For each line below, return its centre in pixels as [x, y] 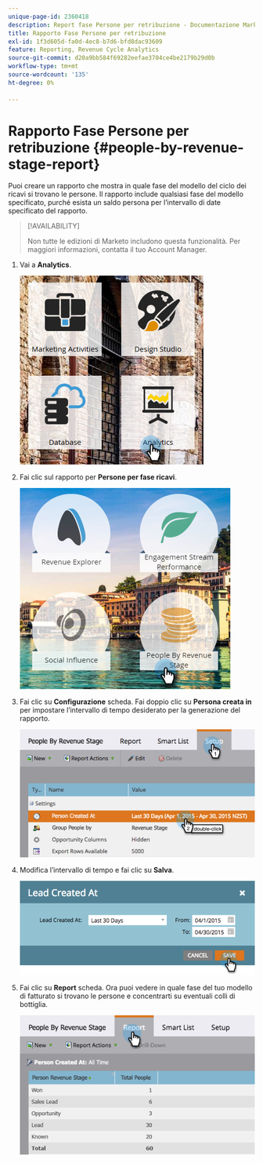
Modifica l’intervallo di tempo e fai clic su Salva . [97, 870]
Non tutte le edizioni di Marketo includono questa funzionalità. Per [134, 241]
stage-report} [54, 164]
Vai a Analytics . [45, 265]
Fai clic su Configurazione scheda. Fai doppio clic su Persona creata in [135, 702]
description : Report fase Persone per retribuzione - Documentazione [124, 25]
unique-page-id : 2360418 [49, 16]
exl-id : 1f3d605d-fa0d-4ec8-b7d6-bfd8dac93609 [85, 42]
